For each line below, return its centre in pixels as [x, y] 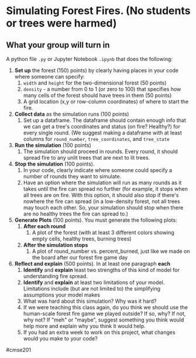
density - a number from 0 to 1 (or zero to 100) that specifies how [102, 89]
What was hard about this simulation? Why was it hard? [90, 301]
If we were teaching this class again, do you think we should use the [106, 307]
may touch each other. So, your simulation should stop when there [103, 207]
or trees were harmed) [61, 23]
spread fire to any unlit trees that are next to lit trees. [87, 158]
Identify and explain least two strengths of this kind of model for [101, 270]
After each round [44, 226]
